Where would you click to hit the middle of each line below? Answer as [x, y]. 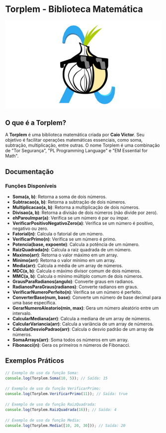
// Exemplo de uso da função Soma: [42, 373]
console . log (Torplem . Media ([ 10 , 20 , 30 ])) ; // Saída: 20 [65, 426]
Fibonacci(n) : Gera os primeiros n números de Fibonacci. [71, 345]
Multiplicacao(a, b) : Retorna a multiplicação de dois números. [76, 207]
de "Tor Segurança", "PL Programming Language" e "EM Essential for [77, 151]
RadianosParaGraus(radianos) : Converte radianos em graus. [75, 287]
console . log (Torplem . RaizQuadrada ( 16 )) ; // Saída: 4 [61, 410]
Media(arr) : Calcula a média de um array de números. [68, 265]
